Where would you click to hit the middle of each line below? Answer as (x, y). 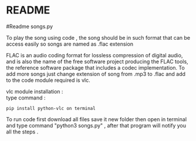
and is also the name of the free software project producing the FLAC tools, (97, 61)
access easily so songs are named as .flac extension (70, 44)
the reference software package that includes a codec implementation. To (95, 67)
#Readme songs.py (29, 26)
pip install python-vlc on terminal (51, 108)
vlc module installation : (35, 91)
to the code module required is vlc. (48, 80)
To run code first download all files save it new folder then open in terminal (96, 119)
